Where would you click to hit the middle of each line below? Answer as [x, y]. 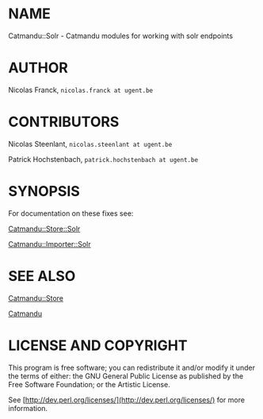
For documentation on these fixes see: [71, 213]
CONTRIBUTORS [64, 122]
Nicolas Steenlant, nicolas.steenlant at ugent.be [90, 144]
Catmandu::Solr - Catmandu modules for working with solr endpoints [121, 36]
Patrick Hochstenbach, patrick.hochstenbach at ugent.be [103, 159]
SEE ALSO [42, 276]
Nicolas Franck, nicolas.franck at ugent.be [80, 90]
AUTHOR [38, 68]
